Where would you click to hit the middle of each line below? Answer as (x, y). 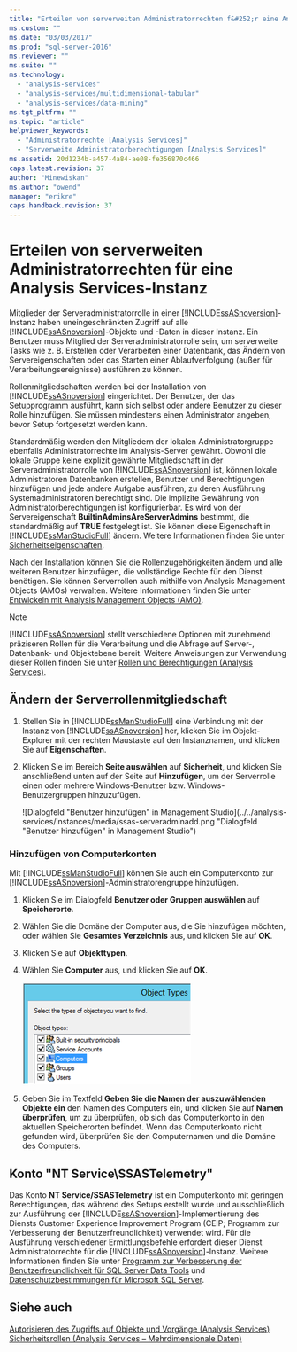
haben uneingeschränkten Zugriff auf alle (113, 323)
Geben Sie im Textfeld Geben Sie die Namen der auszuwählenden (144, 1098)
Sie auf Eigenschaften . (64, 749)
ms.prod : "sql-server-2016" (61, 47)
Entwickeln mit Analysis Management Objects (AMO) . (107, 600)
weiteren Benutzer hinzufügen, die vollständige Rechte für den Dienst (136, 572)
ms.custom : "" (35, 28)
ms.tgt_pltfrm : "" (43, 112)
